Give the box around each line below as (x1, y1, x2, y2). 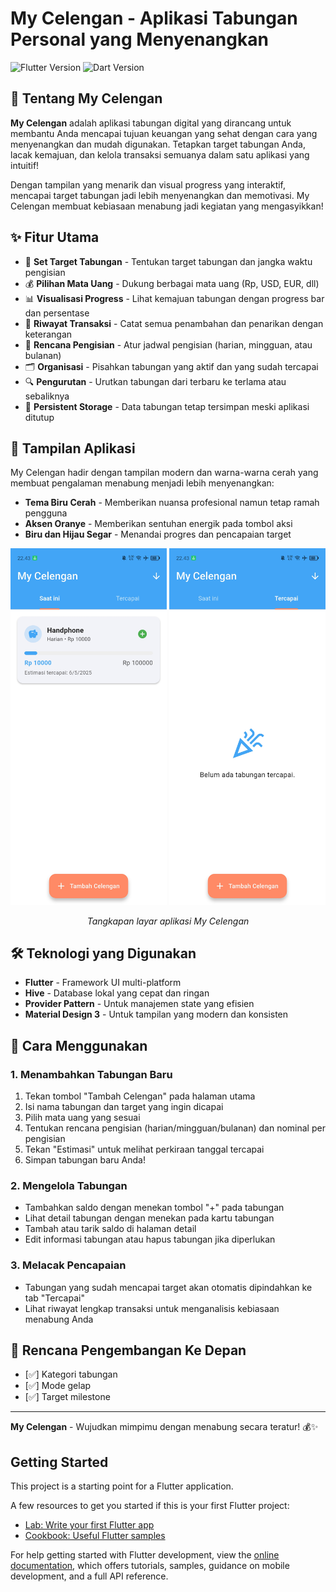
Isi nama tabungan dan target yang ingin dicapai (24, 1101, 224, 1113)
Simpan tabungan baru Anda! (24, 1154, 146, 1166)
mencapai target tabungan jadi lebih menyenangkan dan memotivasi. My (10, 189, 310, 201)
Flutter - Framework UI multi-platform (24, 977, 182, 989)
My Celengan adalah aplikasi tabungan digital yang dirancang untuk (10, 117, 292, 129)
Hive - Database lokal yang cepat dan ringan (24, 987, 210, 999)
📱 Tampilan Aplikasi (10, 440, 136, 457)
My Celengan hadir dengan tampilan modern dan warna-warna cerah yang (10, 467, 319, 479)
